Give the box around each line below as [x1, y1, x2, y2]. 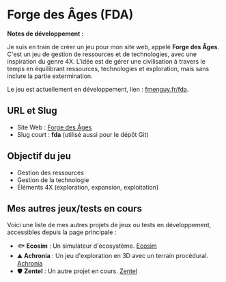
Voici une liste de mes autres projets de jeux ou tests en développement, [7, 221, 212, 229]
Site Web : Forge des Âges [16, 123, 92, 131]
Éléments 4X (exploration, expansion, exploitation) [16, 183, 159, 191]
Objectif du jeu [7, 151, 72, 162]
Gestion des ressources [16, 168, 84, 177]
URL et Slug [7, 105, 57, 116]
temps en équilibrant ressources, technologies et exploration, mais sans [7, 64, 210, 73]
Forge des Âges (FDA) [7, 7, 134, 23]
